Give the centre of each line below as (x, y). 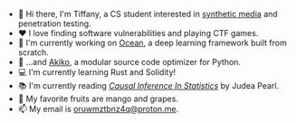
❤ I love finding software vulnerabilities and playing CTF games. (138, 33)
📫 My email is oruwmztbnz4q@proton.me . (98, 109)
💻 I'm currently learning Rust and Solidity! (97, 72)
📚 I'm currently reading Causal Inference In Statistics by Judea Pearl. (148, 85)
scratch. (33, 52)
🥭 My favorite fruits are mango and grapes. (98, 99)
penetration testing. (55, 24)
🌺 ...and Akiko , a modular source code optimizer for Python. (129, 62)
